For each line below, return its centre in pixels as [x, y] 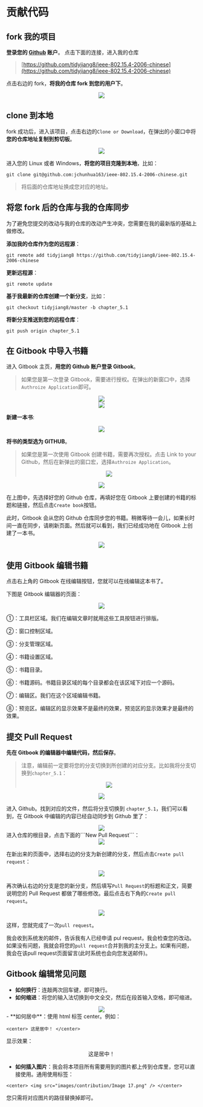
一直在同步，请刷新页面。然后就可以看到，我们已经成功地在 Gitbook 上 [99, 526]
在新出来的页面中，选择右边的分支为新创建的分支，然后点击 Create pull [95, 854]
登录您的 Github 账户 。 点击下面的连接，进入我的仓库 [72, 52]
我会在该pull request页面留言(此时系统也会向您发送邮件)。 [79, 953]
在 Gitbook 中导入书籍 [47, 351]
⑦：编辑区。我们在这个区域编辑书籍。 [55, 696]
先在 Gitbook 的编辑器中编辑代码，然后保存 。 [63, 753]
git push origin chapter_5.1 [43, 331]
